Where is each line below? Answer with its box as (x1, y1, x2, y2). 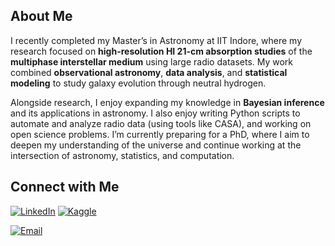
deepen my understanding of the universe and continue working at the (10, 139, 302, 151)
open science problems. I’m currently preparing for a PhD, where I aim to (10, 128, 310, 140)
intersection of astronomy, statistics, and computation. (10, 149, 235, 161)
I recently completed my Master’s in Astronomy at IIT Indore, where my (10, 34, 303, 46)
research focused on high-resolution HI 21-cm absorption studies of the (10, 45, 313, 57)
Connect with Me (10, 179, 120, 196)
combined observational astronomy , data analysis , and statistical (10, 66, 288, 78)
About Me (10, 8, 73, 25)
